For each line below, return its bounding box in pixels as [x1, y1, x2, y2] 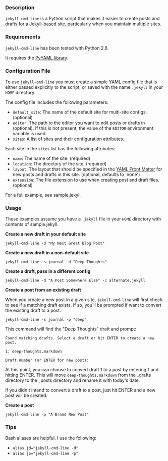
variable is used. [12, 130, 47, 136]
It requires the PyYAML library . [5, 54, 69, 61]
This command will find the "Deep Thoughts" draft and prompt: [5, 326, 137, 332]
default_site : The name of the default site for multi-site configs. [12, 109, 147, 115]
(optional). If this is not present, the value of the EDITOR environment [12, 125, 154, 131]
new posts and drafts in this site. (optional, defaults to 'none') [12, 171, 140, 178]
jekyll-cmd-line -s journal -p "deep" [5, 317, 87, 322]
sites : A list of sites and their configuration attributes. [12, 136, 125, 142]
